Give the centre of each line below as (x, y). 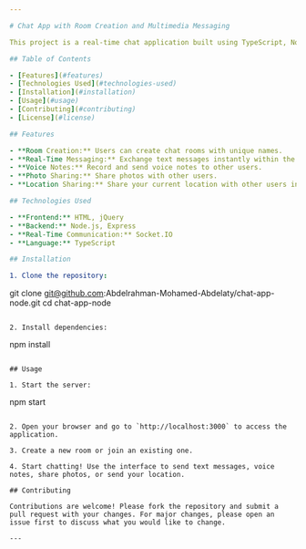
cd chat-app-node (77, 303)
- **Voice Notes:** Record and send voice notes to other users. (136, 168)
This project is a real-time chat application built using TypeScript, (148, 42)
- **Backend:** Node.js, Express (73, 226)
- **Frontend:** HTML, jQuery (67, 217)
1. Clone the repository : (58, 276)
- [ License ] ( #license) (52, 118)
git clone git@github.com (57, 294)
